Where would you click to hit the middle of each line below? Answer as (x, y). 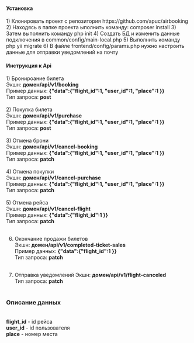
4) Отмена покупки (30, 172)
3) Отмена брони (27, 141)
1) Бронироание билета (35, 78)
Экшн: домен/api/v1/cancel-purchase (53, 178)
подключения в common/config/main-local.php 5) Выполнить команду (93, 40)
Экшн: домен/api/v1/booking (42, 85)
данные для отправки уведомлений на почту (62, 52)
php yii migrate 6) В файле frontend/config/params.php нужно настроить (96, 46)
